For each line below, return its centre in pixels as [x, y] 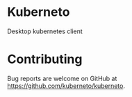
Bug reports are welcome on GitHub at [62, 78]
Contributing [45, 59]
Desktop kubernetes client [45, 31]
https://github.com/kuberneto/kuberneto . [66, 86]
